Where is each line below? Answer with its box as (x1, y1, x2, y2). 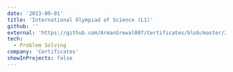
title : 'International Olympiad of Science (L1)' (7, 16, 154, 23)
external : (7, 29, 36, 36)
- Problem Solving (13, 42, 67, 49)
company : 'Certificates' (7, 49, 79, 56)
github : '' (7, 23, 39, 29)
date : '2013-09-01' (7, 10, 64, 17)
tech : (7, 36, 23, 43)
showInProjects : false (7, 55, 73, 62)
